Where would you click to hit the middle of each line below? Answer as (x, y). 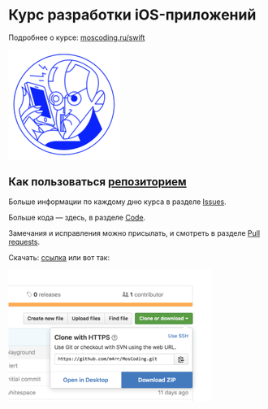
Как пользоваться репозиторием (97, 182)
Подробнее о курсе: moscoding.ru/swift (77, 37)
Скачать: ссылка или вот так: (59, 257)
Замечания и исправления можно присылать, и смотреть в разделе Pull (134, 233)
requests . (24, 241)
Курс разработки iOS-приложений (132, 15)
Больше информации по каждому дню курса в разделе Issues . (118, 202)
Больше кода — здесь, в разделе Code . (77, 217)
